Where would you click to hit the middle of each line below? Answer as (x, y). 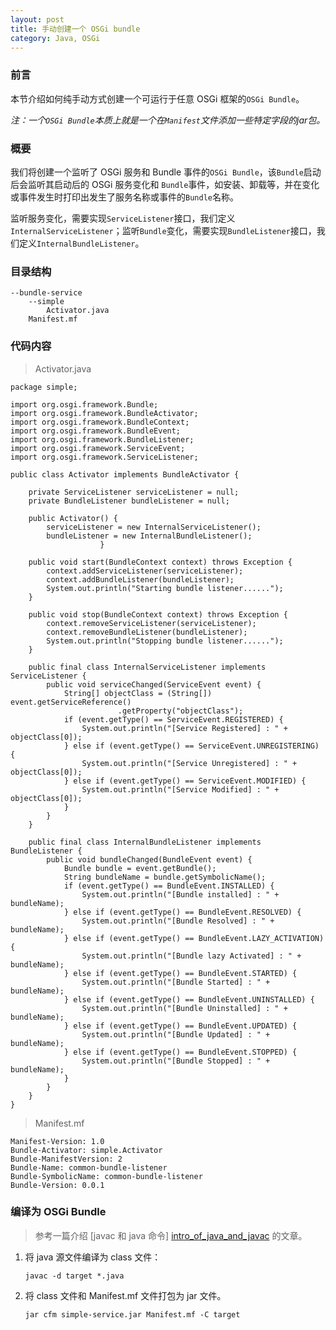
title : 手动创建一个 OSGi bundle (75, 29)
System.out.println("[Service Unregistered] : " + (189, 763)
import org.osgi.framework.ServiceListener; (104, 457)
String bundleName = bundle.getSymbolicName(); (165, 877)
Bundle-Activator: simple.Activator (86, 1150)
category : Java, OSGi (55, 38)
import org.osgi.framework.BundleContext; (100, 422)
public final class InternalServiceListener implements (147, 667)
